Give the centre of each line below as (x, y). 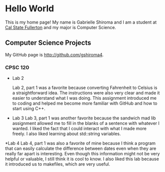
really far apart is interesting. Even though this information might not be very (82, 154)
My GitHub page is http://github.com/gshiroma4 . (54, 55)
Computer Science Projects (48, 43)
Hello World (30, 9)
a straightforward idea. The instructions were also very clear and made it (86, 93)
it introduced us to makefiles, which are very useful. (58, 164)
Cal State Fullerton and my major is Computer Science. (61, 27)
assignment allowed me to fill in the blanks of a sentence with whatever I (86, 123)
